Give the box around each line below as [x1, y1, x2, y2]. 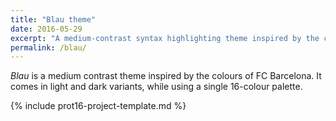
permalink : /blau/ [10, 42, 87, 53]
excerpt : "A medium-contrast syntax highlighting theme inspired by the [10, 33, 320, 43]
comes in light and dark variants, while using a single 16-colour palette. [10, 81, 303, 93]
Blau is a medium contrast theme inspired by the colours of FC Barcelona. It [10, 70, 322, 82]
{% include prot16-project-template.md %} [10, 100, 187, 112]
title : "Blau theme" [10, 14, 97, 25]
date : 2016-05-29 [10, 24, 83, 34]
